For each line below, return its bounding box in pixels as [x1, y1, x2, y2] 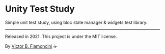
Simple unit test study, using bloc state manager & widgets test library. [5, 19, 148, 25]
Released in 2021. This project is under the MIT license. [5, 33, 117, 39]
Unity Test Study [5, 3, 75, 15]
